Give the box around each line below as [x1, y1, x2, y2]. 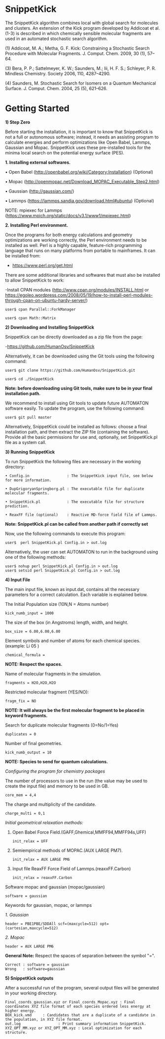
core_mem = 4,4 [5, 792, 36, 797]
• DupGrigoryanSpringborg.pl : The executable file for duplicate [5, 486, 144, 491]
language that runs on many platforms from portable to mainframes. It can [5, 247, 156, 253]
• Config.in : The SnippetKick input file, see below [5, 473, 153, 478]
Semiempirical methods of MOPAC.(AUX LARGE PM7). [12, 847, 123, 853]
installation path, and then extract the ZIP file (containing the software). [5, 429, 150, 435]
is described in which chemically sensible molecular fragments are [15, 30, 151, 36]
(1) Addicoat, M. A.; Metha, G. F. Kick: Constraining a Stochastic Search [5, 45, 150, 51]
